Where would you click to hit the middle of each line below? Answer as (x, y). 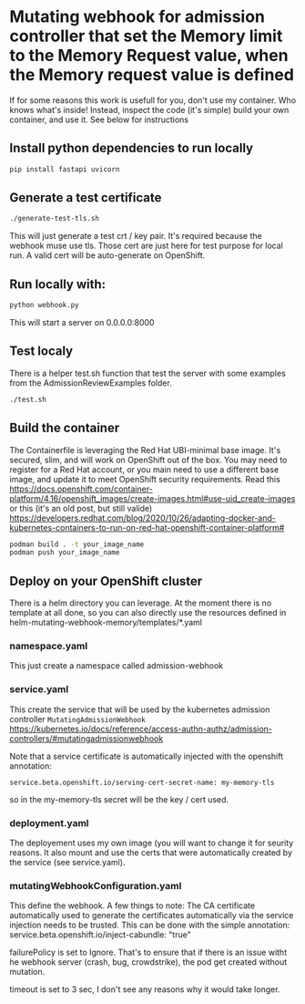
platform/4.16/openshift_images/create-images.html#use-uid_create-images (152, 498)
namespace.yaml (49, 646)
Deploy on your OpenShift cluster (106, 581)
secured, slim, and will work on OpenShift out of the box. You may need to (148, 460)
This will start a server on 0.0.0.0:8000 (82, 322)
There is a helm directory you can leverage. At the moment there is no (141, 603)
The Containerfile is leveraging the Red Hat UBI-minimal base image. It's (145, 450)
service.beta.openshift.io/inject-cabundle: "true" (100, 935)
